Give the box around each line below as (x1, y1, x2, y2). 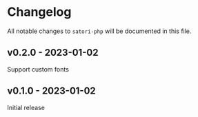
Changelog (7, 4, 72, 20)
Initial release (7, 103, 45, 111)
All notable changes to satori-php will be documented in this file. (7, 27, 192, 35)
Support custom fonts (7, 65, 69, 73)
